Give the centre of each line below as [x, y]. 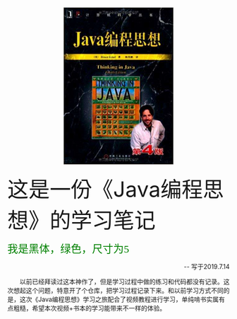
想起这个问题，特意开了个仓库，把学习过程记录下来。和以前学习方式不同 [118, 291]
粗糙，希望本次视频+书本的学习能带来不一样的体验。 [90, 308]
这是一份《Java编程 [105, 190]
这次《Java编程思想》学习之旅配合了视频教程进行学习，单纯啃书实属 [119, 299]
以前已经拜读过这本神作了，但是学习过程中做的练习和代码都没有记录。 [121, 282]
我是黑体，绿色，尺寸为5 [68, 249]
